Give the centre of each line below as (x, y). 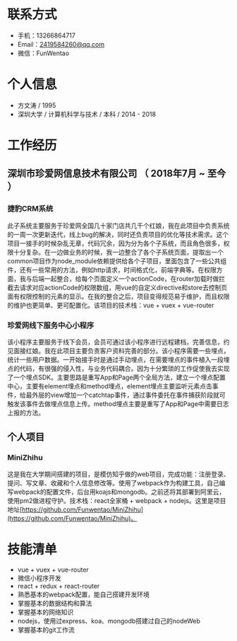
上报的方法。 (26, 413)
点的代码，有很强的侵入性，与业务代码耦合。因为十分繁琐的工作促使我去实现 (119, 369)
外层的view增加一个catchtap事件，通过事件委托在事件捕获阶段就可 (128, 395)
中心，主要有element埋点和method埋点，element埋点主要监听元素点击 (110, 386)
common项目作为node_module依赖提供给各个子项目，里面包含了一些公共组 (117, 261)
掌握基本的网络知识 (45, 612)
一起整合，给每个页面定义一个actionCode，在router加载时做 (132, 278)
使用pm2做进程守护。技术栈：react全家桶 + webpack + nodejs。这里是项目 (117, 500)
